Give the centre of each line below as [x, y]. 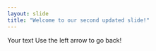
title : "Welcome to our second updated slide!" [79, 20]
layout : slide [28, 14]
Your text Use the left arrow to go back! [65, 40]
